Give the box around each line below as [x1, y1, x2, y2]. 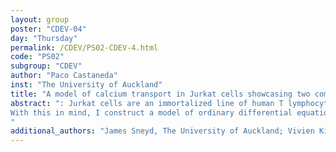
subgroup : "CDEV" [10, 61, 83, 71]
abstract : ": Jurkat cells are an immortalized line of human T [10, 98, 284, 108]
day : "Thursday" [10, 33, 78, 43]
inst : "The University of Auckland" [10, 80, 163, 90]
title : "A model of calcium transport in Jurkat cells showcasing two [10, 89, 311, 99]
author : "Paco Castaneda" [10, 71, 118, 81]
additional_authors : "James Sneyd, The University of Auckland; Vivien [10, 126, 315, 136]
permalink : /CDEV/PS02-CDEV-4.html [10, 42, 159, 53]
